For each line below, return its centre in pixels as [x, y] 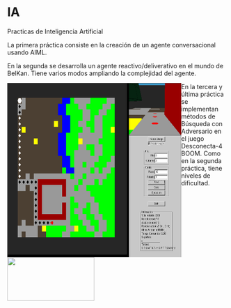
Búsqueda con [202, 123]
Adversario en [201, 131]
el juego [193, 138]
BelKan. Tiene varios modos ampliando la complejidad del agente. [102, 73]
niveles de [196, 176]
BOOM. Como [201, 153]
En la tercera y [202, 86]
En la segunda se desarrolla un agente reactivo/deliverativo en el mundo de [115, 66]
